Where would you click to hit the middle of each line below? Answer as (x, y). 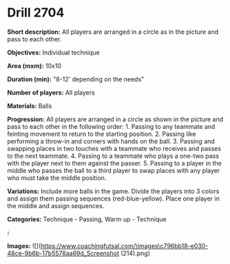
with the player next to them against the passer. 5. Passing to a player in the (114, 163)
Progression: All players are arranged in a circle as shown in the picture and (115, 119)
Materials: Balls (30, 105)
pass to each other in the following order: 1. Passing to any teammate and (111, 126)
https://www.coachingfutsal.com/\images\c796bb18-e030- (124, 245)
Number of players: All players (51, 92)
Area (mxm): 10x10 (34, 65)
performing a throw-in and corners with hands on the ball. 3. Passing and (111, 141)
